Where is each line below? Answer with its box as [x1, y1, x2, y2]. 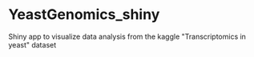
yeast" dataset [8, 40, 57, 49]
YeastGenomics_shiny [8, 6, 160, 24]
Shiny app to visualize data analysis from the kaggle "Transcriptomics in [8, 32, 247, 41]
